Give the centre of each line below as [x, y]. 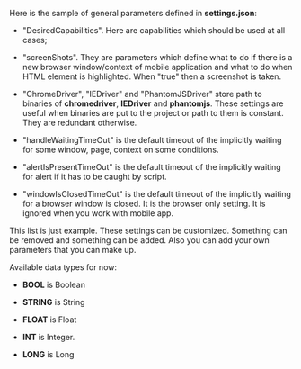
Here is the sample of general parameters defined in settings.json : [133, 13]
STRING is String [53, 302]
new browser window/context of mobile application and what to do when [157, 67]
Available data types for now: [63, 267]
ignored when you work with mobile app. [97, 213]
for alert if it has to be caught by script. [95, 176]
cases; [35, 40]
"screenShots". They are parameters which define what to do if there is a [157, 57]
